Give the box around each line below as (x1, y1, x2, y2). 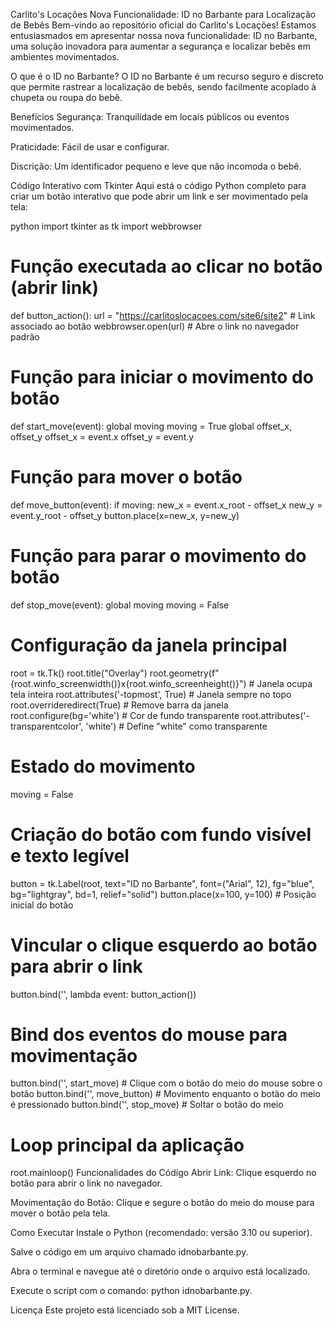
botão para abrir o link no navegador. (10, 1177, 163, 1189)
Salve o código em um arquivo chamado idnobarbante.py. (10, 1246, 249, 1258)
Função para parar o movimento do (10, 545, 307, 567)
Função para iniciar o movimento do (10, 366, 314, 389)
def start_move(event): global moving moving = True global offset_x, (10, 420, 292, 432)
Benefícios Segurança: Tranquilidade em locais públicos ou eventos (10, 111, 290, 123)
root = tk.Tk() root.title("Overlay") (10, 667, 148, 679)
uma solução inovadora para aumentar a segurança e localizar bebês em (10, 40, 312, 52)
